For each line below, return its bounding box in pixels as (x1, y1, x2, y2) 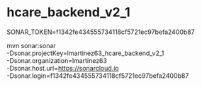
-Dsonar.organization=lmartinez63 (6, 56, 108, 64)
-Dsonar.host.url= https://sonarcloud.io (6, 64, 119, 72)
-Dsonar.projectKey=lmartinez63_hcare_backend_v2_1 (6, 49, 164, 57)
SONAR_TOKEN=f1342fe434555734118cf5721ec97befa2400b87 (6, 28, 196, 36)
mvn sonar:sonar (6, 41, 56, 50)
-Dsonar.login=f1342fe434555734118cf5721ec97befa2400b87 (6, 71, 189, 80)
